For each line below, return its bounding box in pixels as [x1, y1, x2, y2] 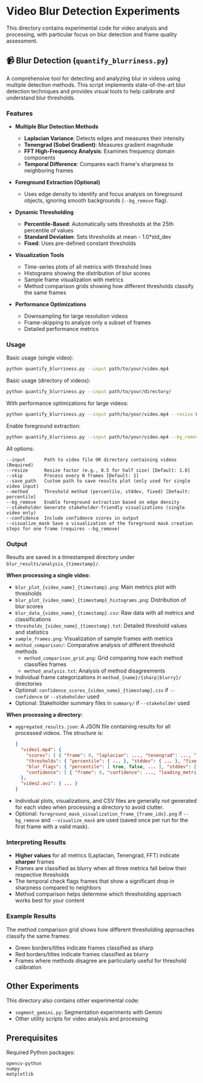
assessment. [6, 37, 38, 44]
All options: [6, 444, 34, 452]
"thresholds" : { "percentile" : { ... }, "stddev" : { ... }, [26, 758, 181, 764]
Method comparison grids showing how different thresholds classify [24, 283, 195, 290]
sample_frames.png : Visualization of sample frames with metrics [14, 635, 173, 642]
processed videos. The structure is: [14, 729, 104, 737]
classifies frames [24, 661, 67, 668]
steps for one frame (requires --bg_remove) [6, 526, 120, 532]
